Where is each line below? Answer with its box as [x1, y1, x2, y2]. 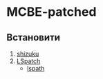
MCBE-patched [6, 4, 97, 20]
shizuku [16, 49, 39, 58]
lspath [26, 65, 45, 72]
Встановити [6, 32, 60, 43]
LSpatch [16, 57, 41, 65]
